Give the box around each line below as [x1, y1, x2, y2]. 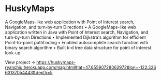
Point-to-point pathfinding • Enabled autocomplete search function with [5, 39, 148, 45]
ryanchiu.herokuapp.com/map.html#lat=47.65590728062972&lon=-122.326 [5, 64, 156, 70]
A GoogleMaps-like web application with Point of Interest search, [5, 19, 134, 25]
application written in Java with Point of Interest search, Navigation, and [5, 29, 148, 35]
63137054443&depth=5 [5, 69, 53, 75]
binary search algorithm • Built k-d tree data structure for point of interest [5, 45, 151, 50]
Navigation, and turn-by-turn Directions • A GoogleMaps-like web [5, 24, 136, 30]
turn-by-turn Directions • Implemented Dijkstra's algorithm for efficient [5, 34, 146, 40]
